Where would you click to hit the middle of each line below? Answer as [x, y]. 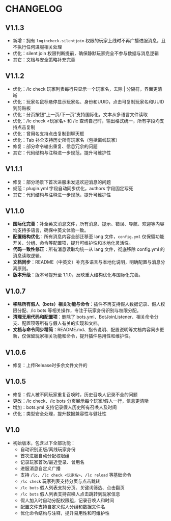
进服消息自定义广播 [40, 468]
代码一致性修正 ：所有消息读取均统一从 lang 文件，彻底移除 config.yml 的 [89, 249]
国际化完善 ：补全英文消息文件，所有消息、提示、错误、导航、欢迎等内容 [88, 224]
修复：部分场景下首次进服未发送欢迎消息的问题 [62, 182]
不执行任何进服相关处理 [37, 47]
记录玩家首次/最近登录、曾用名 [52, 462]
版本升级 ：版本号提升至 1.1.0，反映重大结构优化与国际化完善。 [78, 275]
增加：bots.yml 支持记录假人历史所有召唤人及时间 [65, 407]
